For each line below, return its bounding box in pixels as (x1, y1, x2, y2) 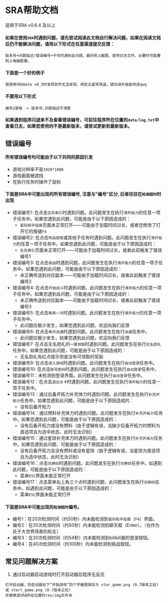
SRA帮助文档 (5, 5, 58, 16)
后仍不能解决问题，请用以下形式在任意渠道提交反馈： (5, 41, 115, 47)
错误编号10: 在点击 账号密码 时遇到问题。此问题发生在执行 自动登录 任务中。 (12, 366, 159, 372)
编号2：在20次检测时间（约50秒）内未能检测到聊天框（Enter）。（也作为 (12, 522, 160, 528)
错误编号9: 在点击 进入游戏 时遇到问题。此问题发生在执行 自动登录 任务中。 (12, 359, 157, 366)
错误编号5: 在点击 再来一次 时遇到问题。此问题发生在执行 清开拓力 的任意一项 (12, 309, 161, 316)
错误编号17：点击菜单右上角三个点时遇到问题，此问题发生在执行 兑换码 (12, 479, 155, 485)
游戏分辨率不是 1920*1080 (12, 166, 64, 172)
